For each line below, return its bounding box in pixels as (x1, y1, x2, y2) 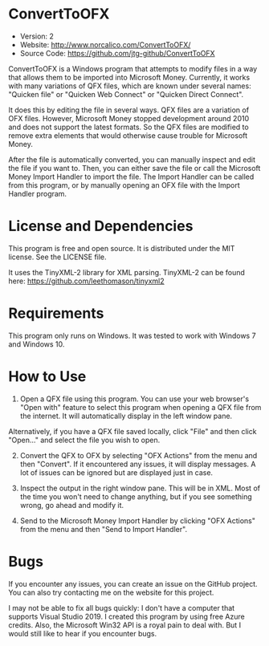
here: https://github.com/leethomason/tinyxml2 (8, 276, 165, 286)
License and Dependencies (8, 217, 194, 235)
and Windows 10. (8, 339, 65, 349)
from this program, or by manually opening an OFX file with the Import (8, 180, 241, 189)
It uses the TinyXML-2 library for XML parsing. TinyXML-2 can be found (8, 267, 245, 277)
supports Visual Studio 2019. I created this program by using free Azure (8, 611, 245, 621)
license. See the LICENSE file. (8, 252, 107, 262)
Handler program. (8, 189, 67, 198)
